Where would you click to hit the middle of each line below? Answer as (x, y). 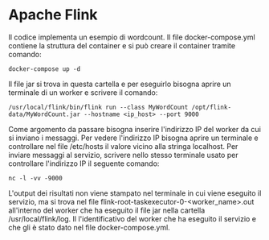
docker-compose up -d (45, 69)
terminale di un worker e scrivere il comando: (83, 92)
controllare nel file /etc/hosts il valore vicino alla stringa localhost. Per (123, 146)
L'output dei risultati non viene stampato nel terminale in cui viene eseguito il (135, 193)
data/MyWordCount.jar (45, 114)
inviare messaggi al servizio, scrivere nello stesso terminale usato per (123, 155)
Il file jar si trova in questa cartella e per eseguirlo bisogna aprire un (120, 84)
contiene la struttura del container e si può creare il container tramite (122, 45)
